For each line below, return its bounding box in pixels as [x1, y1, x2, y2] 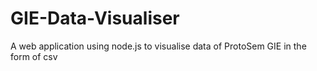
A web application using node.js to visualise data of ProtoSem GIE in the [10, 40, 307, 52]
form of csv [10, 50, 58, 62]
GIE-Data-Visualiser [10, 7, 180, 30]
